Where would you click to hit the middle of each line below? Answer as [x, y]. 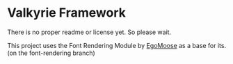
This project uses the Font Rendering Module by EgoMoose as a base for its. [117, 45]
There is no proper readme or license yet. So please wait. [89, 32]
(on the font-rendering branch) [51, 53]
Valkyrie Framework [67, 13]
